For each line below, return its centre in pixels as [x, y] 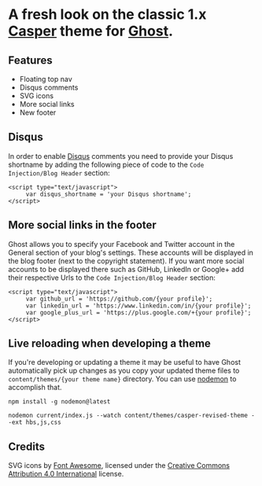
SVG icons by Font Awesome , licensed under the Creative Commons [119, 466]
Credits [27, 446]
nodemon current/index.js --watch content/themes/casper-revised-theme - [132, 416]
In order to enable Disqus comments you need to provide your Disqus [121, 156]
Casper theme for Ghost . [90, 31]
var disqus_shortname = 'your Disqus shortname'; [109, 194]
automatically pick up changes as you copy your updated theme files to [124, 370]
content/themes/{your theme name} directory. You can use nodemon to [122, 379]
